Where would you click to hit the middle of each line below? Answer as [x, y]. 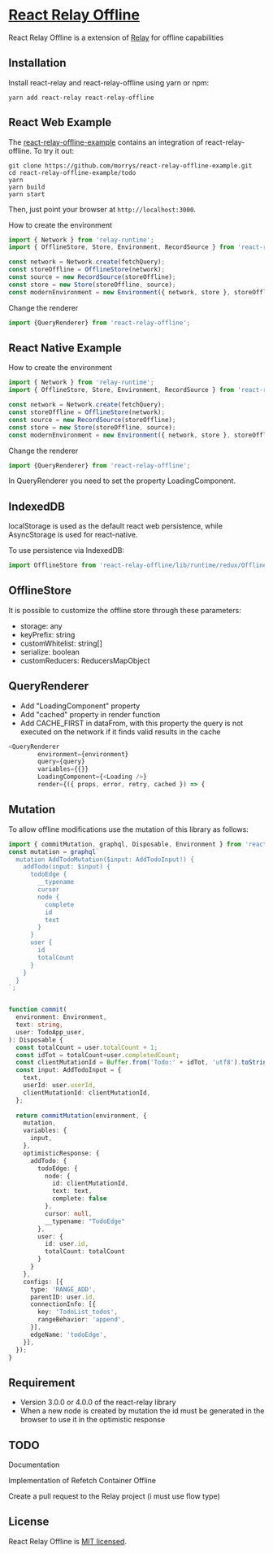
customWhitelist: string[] [61, 643]
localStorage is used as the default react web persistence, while [116, 526]
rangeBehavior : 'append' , [82, 1320]
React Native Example [65, 348]
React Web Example [60, 122]
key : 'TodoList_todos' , [78, 1312]
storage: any [41, 626]
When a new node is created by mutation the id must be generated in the [142, 1411]
